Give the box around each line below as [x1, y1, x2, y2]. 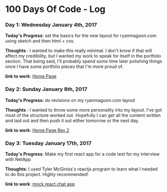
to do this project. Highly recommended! [5, 171, 88, 177]
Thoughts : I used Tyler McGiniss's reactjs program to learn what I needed [5, 166, 158, 172]
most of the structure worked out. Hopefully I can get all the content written [5, 112, 161, 118]
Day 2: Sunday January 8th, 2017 [5, 86, 87, 93]
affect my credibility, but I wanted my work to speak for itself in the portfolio [5, 53, 161, 59]
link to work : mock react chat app [5, 181, 75, 187]
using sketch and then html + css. [5, 38, 75, 44]
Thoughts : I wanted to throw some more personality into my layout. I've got [5, 106, 162, 113]
